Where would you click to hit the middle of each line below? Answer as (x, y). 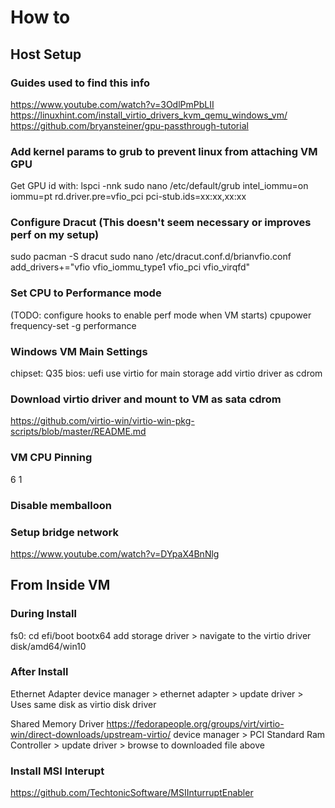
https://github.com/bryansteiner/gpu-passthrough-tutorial (129, 125)
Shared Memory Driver (57, 723)
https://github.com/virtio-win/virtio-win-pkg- (102, 421)
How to (40, 17)
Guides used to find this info (80, 83)
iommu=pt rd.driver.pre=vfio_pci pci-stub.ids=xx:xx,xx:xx (128, 197)
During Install (43, 614)
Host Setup (46, 54)
